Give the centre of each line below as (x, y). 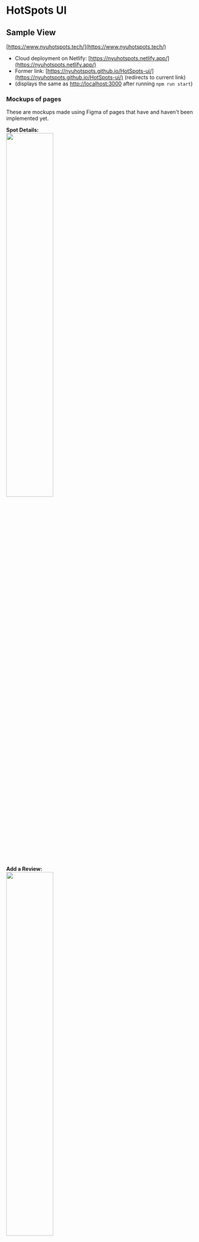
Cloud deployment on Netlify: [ (52, 58)
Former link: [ (31, 71)
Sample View (31, 33)
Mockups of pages (34, 99)
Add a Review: (24, 869)
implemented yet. (27, 118)
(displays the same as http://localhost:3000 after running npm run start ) (104, 84)
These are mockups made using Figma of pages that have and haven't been (99, 112)
